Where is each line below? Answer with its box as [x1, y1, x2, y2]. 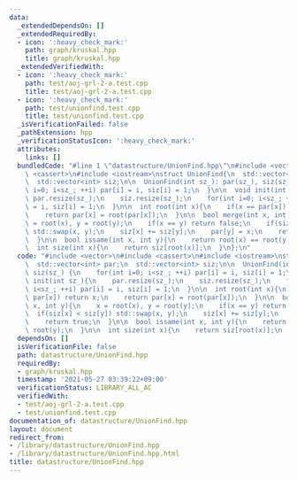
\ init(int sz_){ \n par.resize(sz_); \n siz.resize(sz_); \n [25, 276, 271, 285]
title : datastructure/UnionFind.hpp [9, 458, 144, 467]
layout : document [9, 424, 73, 434]
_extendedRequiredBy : [17, 29, 97, 38]
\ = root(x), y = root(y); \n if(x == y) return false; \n [25, 219, 251, 228]
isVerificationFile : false [17, 342, 117, 351]
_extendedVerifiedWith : [17, 63, 104, 72]
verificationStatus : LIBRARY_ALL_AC [17, 383, 152, 392]
